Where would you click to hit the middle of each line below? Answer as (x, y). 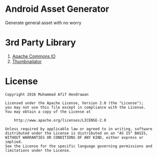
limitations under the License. (38, 150)
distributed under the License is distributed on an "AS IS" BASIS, (77, 133)
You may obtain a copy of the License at (48, 112)
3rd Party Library (40, 43)
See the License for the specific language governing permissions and (79, 146)
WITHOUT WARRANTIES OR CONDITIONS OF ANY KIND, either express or (74, 137)
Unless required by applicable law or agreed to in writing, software (79, 129)
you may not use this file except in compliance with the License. (76, 107)
